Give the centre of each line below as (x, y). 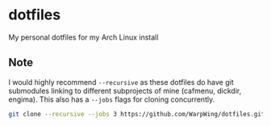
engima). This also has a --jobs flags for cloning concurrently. (112, 99)
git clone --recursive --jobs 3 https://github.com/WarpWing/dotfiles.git (137, 114)
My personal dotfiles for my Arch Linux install (83, 37)
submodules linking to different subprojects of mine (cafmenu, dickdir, (125, 90)
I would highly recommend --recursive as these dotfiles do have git (121, 82)
